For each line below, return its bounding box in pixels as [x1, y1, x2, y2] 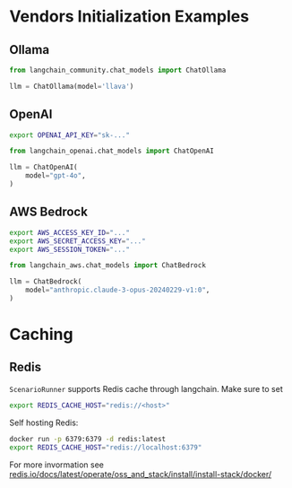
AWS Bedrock [9, 205, 88, 220]
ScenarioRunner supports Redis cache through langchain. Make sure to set [9, 383, 284, 394]
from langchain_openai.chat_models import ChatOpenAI [9, 146, 215, 156]
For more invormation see [9, 459, 105, 470]
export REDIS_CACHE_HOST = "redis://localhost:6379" [9, 442, 202, 452]
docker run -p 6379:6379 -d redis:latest [9, 434, 167, 443]
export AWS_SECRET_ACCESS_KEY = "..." [9, 236, 146, 246]
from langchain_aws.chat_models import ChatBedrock [9, 261, 206, 270]
